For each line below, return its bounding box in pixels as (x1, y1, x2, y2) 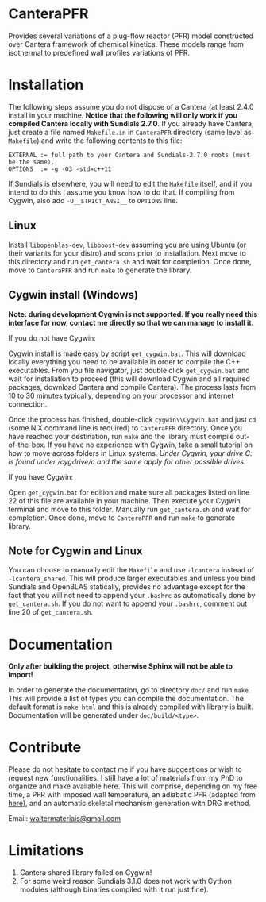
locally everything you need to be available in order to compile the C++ (8, 357, 241, 366)
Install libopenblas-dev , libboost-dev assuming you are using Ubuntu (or (8, 240, 247, 249)
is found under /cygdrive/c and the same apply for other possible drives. (8, 457, 246, 466)
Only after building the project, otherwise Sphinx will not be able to (8, 661, 233, 671)
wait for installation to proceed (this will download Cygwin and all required (8, 374, 250, 384)
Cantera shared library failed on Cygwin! (19, 868, 152, 877)
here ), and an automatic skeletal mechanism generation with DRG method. (8, 799, 252, 808)
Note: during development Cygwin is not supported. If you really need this (8, 309, 258, 318)
